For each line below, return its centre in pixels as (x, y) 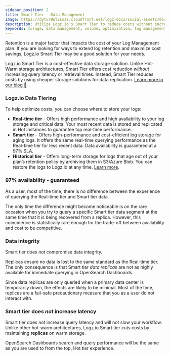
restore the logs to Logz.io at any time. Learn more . (66, 167)
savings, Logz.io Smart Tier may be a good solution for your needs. (75, 54)
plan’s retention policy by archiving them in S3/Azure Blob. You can (82, 162)
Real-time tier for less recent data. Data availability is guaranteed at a (84, 146)
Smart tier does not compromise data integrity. (54, 252)
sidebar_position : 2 (27, 10)
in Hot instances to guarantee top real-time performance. (72, 130)
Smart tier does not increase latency (51, 311)
